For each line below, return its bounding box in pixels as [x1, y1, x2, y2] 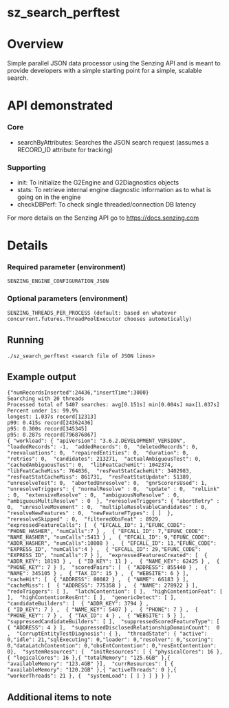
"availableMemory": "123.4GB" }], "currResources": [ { [7, 660, 174, 667]
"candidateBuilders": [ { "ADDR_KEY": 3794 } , [7, 601, 149, 607]
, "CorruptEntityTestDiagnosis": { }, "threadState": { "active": [7, 630, 208, 638]
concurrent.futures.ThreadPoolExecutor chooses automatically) [7, 315, 193, 322]
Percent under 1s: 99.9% [7, 408, 78, 415]
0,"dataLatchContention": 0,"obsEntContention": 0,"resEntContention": [7, 643, 217, 649]
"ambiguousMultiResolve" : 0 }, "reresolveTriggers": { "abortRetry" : [7, 498, 220, 505]
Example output [7, 371, 77, 383]
